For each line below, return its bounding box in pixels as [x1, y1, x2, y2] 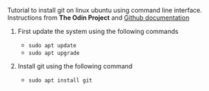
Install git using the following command [17, 62, 133, 70]
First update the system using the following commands [17, 28, 179, 35]
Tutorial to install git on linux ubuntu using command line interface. [7, 6, 203, 14]
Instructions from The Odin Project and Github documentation [7, 13, 190, 22]
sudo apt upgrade [28, 49, 80, 56]
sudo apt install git [28, 77, 92, 84]
